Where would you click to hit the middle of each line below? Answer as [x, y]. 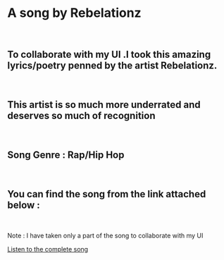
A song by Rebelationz [75, 13]
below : [24, 205]
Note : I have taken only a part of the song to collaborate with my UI [105, 236]
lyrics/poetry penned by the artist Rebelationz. [112, 66]
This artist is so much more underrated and [104, 105]
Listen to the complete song [48, 249]
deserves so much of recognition [81, 116]
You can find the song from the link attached [107, 194]
